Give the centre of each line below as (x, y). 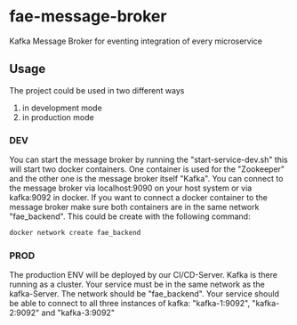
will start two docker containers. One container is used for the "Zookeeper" (147, 169)
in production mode (58, 117)
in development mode (62, 108)
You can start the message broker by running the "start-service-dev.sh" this (149, 160)
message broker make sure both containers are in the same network (134, 207)
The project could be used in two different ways (97, 90)
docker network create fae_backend (75, 233)
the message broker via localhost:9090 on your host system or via (131, 188)
